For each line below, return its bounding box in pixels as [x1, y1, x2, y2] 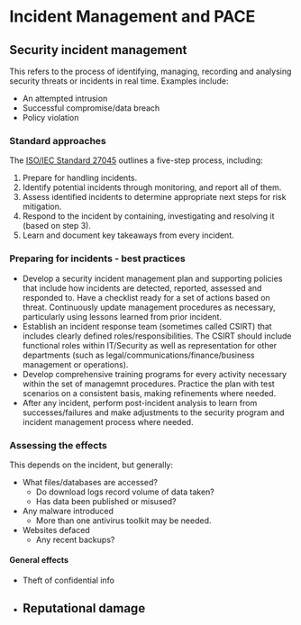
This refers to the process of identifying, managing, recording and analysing [9, 66, 292, 77]
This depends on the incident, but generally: [9, 459, 174, 470]
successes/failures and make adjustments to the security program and [22, 407, 285, 418]
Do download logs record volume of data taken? [35, 486, 214, 497]
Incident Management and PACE [9, 6, 256, 27]
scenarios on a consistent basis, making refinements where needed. [22, 387, 277, 398]
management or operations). [22, 358, 129, 370]
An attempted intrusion [22, 93, 108, 104]
